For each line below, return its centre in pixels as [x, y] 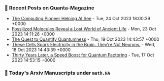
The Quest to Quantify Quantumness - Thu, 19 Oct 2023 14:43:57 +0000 [85, 39]
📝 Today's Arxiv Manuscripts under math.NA [57, 73]
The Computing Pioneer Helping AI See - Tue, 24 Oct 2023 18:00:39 [81, 19]
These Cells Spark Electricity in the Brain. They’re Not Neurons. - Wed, [83, 45]
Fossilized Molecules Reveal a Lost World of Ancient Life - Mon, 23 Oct [84, 29]
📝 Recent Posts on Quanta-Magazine [49, 8]
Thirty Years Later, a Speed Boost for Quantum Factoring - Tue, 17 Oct [83, 55]
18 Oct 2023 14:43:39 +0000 [41, 50]
